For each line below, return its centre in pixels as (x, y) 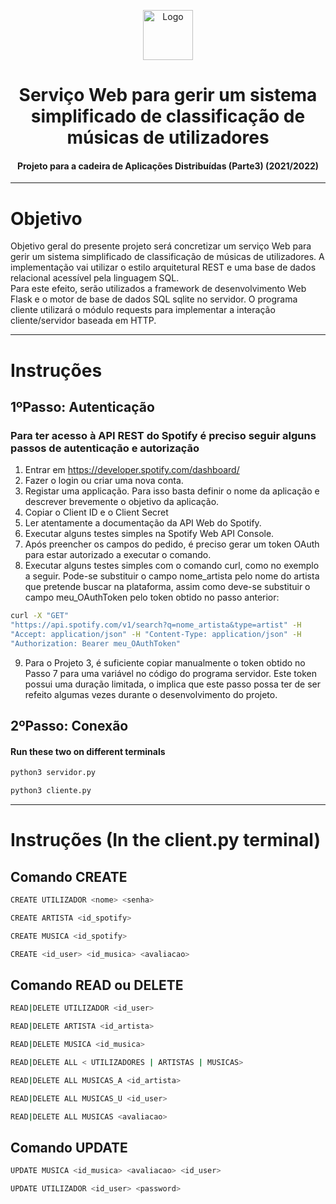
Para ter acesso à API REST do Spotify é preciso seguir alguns (163, 435)
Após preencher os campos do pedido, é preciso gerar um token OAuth (172, 544)
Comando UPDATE (69, 1147)
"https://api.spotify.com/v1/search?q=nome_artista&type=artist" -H (156, 625)
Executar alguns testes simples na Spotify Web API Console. (149, 534)
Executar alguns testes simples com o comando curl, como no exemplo (172, 566)
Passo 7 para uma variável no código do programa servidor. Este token (170, 673)
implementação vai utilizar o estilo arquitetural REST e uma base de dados (163, 267)
